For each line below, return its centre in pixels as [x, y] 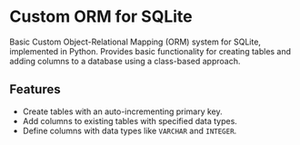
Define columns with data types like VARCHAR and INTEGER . [130, 130]
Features [35, 89]
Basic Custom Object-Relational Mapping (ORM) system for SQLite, [135, 42]
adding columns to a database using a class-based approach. [125, 61]
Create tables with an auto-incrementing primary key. [122, 111]
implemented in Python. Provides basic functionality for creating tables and [150, 51]
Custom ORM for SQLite [101, 17]
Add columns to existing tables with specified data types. [130, 121]
